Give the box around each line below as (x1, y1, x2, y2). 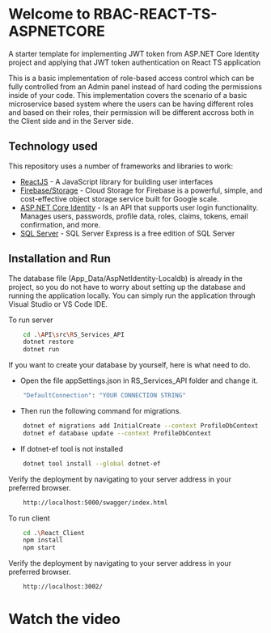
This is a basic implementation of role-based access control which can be (8, 73, 255, 83)
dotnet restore (23, 338, 74, 346)
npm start (23, 544, 57, 552)
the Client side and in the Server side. (8, 116, 133, 125)
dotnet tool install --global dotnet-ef (23, 459, 161, 468)
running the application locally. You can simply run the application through (8, 291, 256, 300)
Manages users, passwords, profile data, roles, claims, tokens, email (19, 211, 248, 221)
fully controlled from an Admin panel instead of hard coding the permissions (8, 82, 263, 91)
